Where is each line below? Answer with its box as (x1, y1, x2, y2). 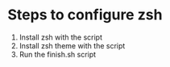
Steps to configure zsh (7, 6, 163, 24)
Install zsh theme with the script (19, 40, 126, 50)
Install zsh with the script (19, 32, 102, 42)
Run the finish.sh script (19, 49, 97, 59)
